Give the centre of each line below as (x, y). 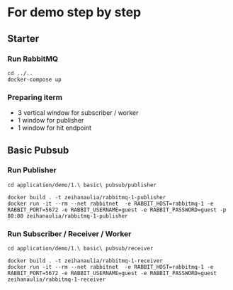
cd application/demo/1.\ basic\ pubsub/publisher (82, 185)
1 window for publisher (51, 121)
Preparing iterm (35, 97)
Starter (23, 39)
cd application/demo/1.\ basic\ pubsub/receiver (80, 249)
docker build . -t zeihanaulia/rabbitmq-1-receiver (85, 261)
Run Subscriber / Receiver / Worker (69, 233)
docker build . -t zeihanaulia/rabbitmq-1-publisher (87, 197)
